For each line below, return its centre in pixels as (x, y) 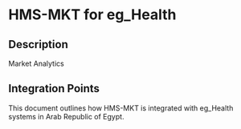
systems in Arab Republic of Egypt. (66, 116)
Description (38, 44)
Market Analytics (36, 63)
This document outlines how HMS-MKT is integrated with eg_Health (121, 108)
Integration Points (54, 89)
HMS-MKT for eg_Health (92, 15)
